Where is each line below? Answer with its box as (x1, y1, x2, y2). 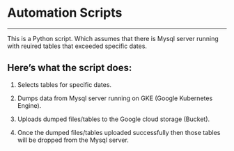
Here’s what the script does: (7, 62, 132, 74)
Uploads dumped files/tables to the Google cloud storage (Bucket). (17, 115, 210, 123)
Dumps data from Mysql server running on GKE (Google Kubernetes (17, 94, 213, 102)
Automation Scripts (7, 5, 123, 21)
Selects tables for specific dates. (17, 80, 112, 88)
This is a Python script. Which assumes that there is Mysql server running (7, 34, 219, 42)
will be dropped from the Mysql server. (17, 136, 129, 144)
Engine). (17, 101, 42, 109)
